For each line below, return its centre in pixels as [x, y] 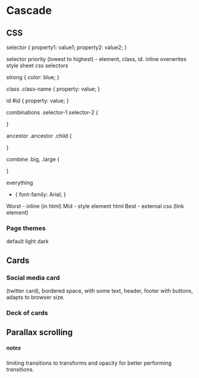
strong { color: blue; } [33, 77]
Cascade [29, 11]
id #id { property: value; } [38, 101]
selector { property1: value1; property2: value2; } [67, 47]
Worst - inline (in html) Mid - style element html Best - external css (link [95, 206]
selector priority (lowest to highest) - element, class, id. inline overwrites [96, 59]
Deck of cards [27, 313]
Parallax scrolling [40, 332]
